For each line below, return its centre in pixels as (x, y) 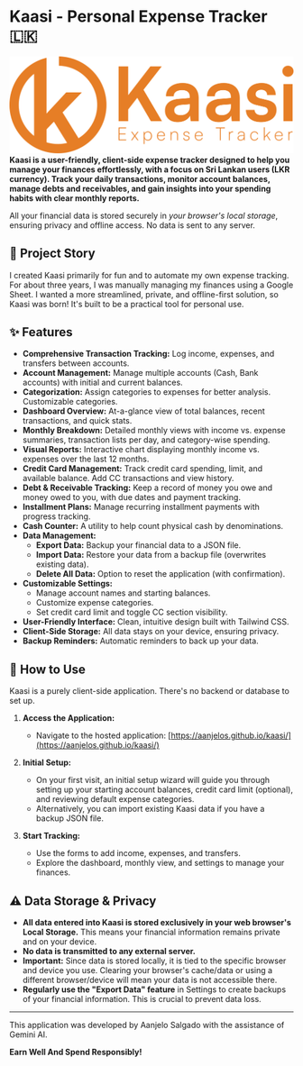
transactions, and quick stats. (77, 421)
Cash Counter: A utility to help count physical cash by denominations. (153, 526)
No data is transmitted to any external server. (109, 951)
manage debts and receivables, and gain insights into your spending (140, 188)
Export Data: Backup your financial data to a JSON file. (138, 545)
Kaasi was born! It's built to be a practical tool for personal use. (127, 304)
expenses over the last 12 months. (86, 459)
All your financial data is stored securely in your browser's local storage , (144, 215)
